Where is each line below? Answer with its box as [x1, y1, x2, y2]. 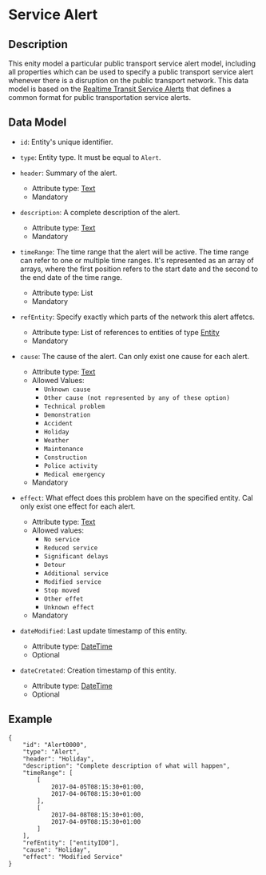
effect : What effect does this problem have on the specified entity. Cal [19, 493, 253, 502]
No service [43, 535, 80, 543]
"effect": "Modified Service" [22, 853, 124, 861]
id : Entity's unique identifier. [19, 137, 113, 146]
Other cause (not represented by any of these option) [43, 394, 230, 402]
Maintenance [43, 445, 84, 453]
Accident [43, 419, 73, 427]
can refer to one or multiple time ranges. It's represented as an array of [19, 255, 254, 265]
